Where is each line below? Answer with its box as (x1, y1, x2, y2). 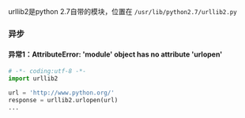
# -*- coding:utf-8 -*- (8, 68, 87, 76)
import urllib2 (8, 75, 58, 83)
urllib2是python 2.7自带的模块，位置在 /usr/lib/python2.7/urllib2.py (8, 7, 237, 16)
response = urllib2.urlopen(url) (8, 96, 119, 104)
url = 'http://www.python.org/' (8, 89, 115, 97)
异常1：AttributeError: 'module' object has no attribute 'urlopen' (8, 50, 223, 59)
